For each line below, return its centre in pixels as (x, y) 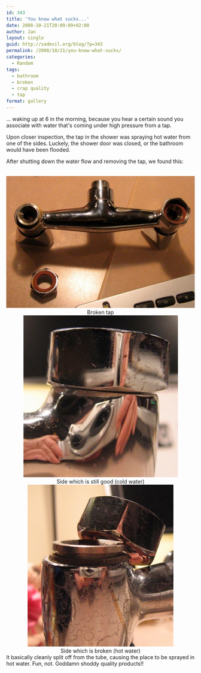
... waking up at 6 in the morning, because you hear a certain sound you (95, 119)
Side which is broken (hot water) (100, 651)
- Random (22, 63)
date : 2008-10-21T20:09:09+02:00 (48, 25)
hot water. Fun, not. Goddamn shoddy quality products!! (75, 663)
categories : (21, 57)
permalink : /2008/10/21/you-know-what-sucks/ (64, 51)
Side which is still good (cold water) (100, 481)
